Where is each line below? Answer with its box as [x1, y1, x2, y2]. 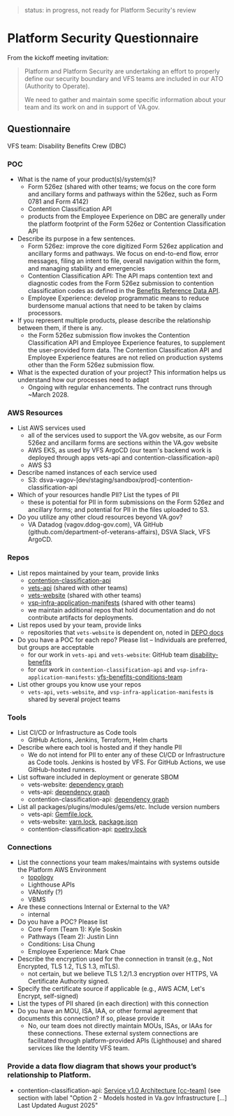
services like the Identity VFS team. [27, 1044, 130, 1052]
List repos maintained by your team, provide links [17, 568, 159, 577]
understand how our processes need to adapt [17, 375, 149, 384]
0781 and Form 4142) [27, 197, 89, 206]
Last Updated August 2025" [17, 1101, 98, 1109]
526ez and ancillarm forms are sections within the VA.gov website [27, 438, 219, 447]
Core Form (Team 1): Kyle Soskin [27, 925, 122, 933]
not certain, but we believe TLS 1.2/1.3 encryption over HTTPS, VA [27, 970, 219, 978]
